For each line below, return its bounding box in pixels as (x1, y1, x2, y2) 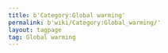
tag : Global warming (8, 33, 77, 41)
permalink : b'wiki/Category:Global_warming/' (8, 19, 161, 26)
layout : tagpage (8, 26, 62, 34)
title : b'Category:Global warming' (8, 11, 126, 19)
